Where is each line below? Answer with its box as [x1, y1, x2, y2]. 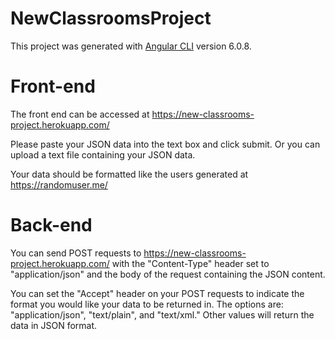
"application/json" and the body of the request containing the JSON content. [10, 268, 326, 280]
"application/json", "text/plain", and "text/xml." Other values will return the [10, 308, 315, 321]
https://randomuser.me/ [10, 178, 108, 191]
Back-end [10, 214, 93, 237]
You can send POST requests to [10, 247, 142, 259]
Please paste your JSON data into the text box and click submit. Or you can [10, 138, 321, 150]
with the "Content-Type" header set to [111, 257, 270, 269]
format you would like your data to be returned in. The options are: [10, 298, 284, 310]
